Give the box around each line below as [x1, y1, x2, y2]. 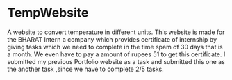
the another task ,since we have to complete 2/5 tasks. [7, 65, 165, 73]
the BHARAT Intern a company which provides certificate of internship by [7, 35, 217, 43]
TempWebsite [7, 5, 89, 21]
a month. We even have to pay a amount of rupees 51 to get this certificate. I [7, 50, 226, 58]
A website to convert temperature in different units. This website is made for [7, 28, 225, 36]
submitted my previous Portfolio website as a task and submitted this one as [7, 57, 226, 65]
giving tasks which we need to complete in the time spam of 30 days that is [7, 42, 224, 51]
